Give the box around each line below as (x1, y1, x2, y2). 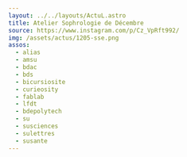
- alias (15, 48, 41, 56)
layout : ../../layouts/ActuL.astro (8, 11, 127, 20)
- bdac (15, 63, 37, 71)
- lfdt (15, 100, 37, 108)
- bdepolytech (15, 108, 62, 116)
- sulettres (15, 129, 56, 137)
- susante (15, 136, 48, 145)
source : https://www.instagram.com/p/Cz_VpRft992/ (8, 26, 180, 34)
